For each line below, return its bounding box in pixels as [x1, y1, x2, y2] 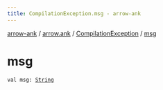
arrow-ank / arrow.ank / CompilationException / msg [7, 29, 157, 37]
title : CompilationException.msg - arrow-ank [7, 10, 141, 17]
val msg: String [7, 76, 54, 83]
